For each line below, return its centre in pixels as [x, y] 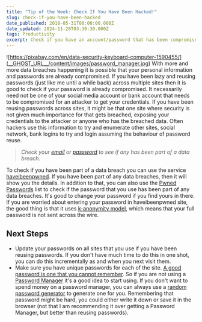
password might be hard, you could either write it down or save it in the [103, 300]
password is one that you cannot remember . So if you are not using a [100, 274]
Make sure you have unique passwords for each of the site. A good [98, 267]
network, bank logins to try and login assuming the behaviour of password [98, 134]
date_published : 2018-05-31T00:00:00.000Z [60, 23]
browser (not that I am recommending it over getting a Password [95, 306]
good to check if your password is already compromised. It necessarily [94, 89]
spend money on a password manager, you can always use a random [101, 286]
